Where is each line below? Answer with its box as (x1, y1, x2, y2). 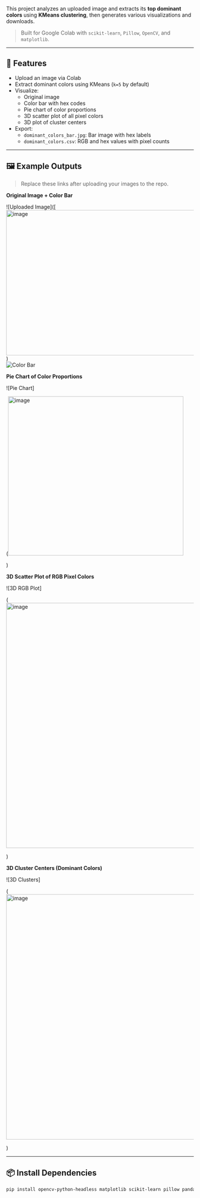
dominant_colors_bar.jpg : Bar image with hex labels (23, 131, 151, 138)
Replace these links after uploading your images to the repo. (20, 180, 169, 187)
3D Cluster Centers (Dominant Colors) (6, 864, 102, 871)
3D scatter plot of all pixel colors (23, 112, 104, 119)
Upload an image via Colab (14, 74, 82, 81)
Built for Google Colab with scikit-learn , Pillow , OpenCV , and (20, 29, 171, 36)
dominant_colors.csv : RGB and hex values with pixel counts (23, 137, 170, 145)
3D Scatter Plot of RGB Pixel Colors (6, 572, 95, 580)
